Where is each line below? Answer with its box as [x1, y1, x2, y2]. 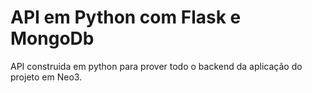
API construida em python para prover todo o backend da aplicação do [10, 60, 303, 72]
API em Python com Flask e [10, 6, 242, 29]
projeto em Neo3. [10, 71, 83, 83]
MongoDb [10, 27, 95, 50]
